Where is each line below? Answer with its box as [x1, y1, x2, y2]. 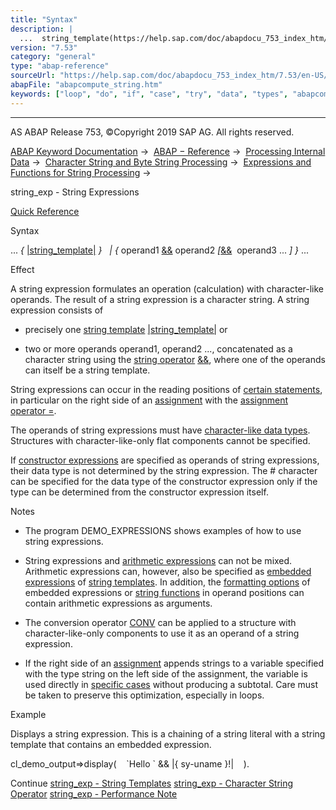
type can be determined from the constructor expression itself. [10, 486, 269, 498]
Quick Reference [10, 205, 80, 217]
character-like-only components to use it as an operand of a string [24, 627, 300, 639]
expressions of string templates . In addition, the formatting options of [24, 576, 311, 588]
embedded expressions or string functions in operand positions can [24, 586, 305, 598]
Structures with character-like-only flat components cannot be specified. [10, 434, 311, 446]
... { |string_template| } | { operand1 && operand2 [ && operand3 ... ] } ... [10, 244, 310, 256]
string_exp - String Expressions [10, 186, 140, 198]
